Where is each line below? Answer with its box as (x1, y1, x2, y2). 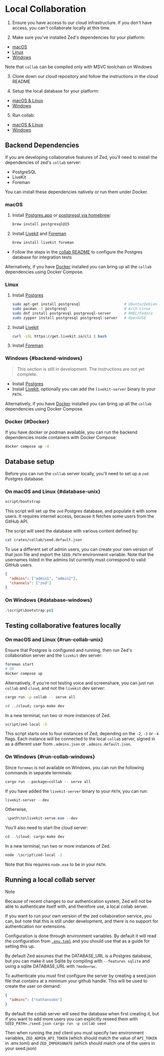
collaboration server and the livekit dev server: (5, 652, 103, 658)
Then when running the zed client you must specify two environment (5, 1030, 144, 1035)
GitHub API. (5, 518, 29, 524)
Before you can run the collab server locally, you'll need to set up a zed (5, 470, 149, 476)
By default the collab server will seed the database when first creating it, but (5, 1010, 159, 1016)
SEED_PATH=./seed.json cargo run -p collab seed (5, 1021, 106, 1026)
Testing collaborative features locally (5, 621, 121, 630)
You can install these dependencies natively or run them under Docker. (5, 189, 148, 195)
